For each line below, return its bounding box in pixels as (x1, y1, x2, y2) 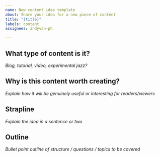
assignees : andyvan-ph (5, 26, 53, 31)
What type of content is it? (5, 49, 91, 58)
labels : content (5, 21, 39, 27)
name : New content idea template (5, 7, 75, 13)
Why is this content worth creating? (5, 77, 120, 86)
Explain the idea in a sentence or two (5, 118, 83, 124)
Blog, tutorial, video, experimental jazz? (5, 62, 88, 68)
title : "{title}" (5, 17, 42, 22)
